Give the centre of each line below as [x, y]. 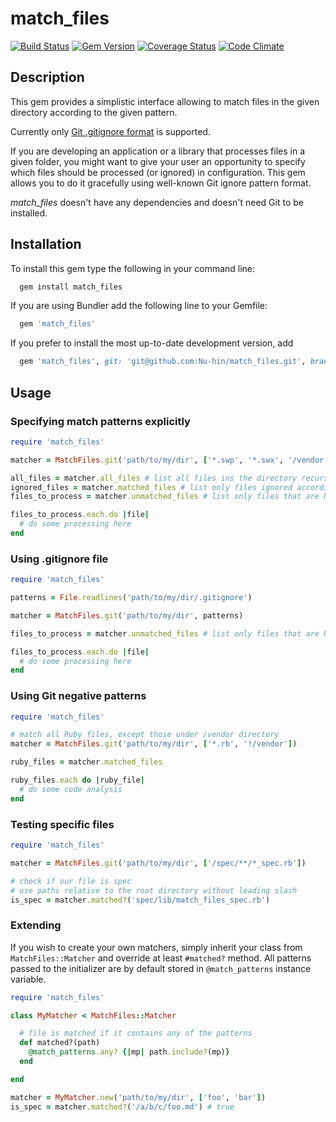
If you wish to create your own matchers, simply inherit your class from [156, 947]
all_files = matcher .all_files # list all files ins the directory [154, 478]
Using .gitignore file [59, 559]
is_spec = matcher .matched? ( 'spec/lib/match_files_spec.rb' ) [140, 900]
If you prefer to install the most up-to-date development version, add [152, 343]
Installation [46, 244]
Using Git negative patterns [78, 696]
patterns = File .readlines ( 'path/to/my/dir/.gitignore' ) [131, 598]
